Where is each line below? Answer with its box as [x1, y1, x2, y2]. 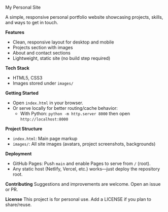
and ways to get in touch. [5, 20, 58, 25]
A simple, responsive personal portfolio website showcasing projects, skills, [5, 14, 163, 20]
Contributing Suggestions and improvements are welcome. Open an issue [5, 181, 161, 187]
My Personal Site [5, 5, 41, 10]
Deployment [5, 151, 32, 156]
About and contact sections [12, 50, 71, 56]
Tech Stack [5, 65, 29, 71]
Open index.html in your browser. [12, 100, 84, 106]
